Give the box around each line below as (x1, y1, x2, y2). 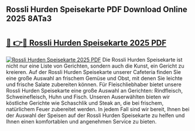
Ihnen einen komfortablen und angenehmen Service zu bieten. (6, 118, 157, 125)
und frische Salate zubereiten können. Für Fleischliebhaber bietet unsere (6, 81, 182, 88)
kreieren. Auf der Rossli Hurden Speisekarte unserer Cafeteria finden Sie (6, 69, 182, 75)
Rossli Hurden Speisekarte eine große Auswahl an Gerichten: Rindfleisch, (6, 87, 183, 94)
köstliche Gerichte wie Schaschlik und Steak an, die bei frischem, (6, 100, 164, 107)
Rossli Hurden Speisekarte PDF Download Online (6, 5, 187, 15)
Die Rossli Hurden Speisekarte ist (102, 56, 183, 63)
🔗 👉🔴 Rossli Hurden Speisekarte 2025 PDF (6, 38, 167, 48)
